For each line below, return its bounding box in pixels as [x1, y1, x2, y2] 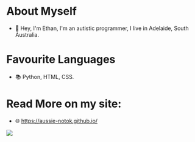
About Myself [6, 4, 77, 18]
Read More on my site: [6, 97, 122, 111]
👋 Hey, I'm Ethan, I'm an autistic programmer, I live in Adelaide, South [15, 24, 189, 32]
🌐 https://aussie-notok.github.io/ [15, 117, 98, 124]
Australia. [15, 31, 40, 38]
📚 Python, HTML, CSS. [15, 73, 74, 80]
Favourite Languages [6, 53, 116, 67]
